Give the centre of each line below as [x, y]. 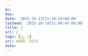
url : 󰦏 [12, 32]
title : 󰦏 [14, 28]
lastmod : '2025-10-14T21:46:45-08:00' [45, 23]
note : [11, 46]
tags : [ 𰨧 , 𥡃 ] [18, 37]
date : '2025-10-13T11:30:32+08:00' [42, 19]
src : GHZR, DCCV [22, 41]
